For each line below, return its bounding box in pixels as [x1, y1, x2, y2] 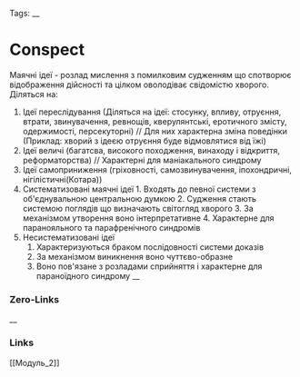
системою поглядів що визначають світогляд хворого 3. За [22, 203, 255, 213]
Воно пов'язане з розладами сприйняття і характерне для [35, 261, 263, 272]
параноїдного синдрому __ [35, 270, 140, 281]
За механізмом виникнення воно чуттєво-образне [35, 251, 234, 262]
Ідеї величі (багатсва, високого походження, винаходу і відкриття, [22, 144, 280, 155]
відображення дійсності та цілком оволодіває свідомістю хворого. [9, 79, 270, 90]
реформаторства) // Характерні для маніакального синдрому [22, 154, 262, 165]
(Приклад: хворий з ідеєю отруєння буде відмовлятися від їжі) [22, 135, 266, 146]
